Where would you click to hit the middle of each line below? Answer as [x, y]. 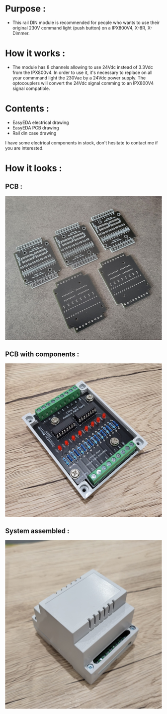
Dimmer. [21, 33]
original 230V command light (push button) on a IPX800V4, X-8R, [79, 27]
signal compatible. [31, 88]
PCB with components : [42, 354]
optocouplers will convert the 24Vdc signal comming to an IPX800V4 [83, 83]
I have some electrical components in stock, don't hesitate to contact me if [82, 142]
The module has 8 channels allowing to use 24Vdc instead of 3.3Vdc [83, 67]
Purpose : [26, 9]
